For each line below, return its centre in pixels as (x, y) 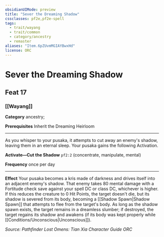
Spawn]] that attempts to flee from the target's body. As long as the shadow (82, 204)
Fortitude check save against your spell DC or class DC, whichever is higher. (82, 189)
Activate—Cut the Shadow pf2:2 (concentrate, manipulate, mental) (73, 155)
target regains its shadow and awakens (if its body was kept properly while (80, 215)
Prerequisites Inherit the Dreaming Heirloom (50, 126)
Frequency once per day (30, 164)
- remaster (20, 41)
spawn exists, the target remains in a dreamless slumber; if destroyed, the (79, 210)
